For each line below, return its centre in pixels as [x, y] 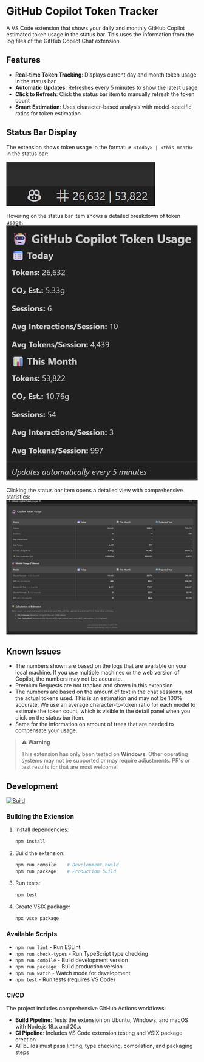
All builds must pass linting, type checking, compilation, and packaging [104, 1046]
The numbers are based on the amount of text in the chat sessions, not [104, 692]
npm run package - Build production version [69, 966]
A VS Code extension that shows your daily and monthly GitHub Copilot [96, 28]
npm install [30, 842]
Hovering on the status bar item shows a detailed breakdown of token [93, 216]
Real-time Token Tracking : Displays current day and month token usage [106, 75]
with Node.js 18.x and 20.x [48, 1027]
